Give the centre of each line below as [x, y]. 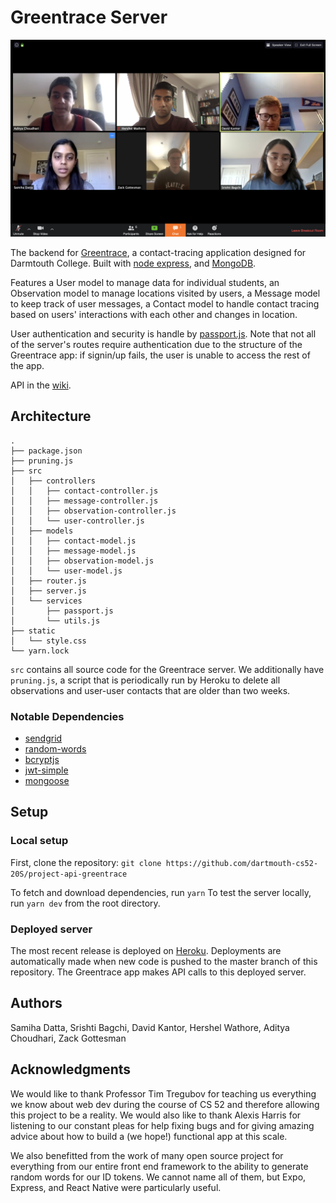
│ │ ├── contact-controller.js [84, 491]
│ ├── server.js [48, 591]
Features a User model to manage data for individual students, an [145, 282]
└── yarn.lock [40, 651]
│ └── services [46, 601]
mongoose [47, 781]
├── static [33, 631]
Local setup [39, 841]
